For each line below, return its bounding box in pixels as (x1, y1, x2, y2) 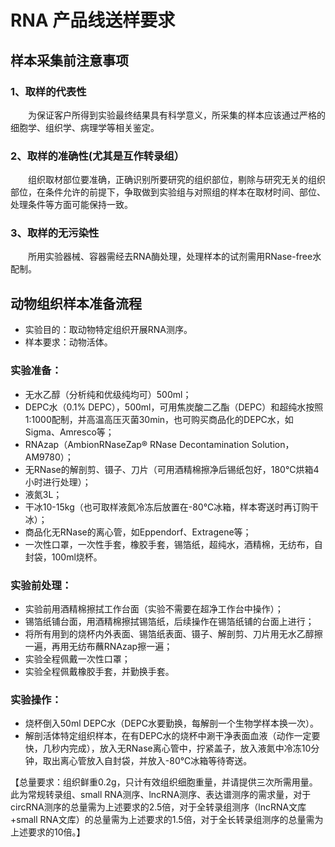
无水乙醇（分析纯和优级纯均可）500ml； (24, 388, 192, 400)
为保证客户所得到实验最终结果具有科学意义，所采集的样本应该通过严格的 (28, 109, 326, 121)
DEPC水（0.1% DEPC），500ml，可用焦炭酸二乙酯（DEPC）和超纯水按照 (24, 401, 324, 413)
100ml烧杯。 (51, 551, 103, 563)
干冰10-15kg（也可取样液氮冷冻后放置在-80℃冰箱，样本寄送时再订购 (24, 501, 311, 513)
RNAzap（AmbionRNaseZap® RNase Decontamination (24, 438, 250, 450)
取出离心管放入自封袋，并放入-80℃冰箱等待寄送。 (42, 755, 253, 767)
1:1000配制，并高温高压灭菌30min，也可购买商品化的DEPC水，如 (24, 413, 294, 425)
